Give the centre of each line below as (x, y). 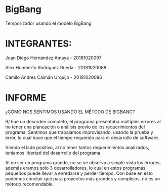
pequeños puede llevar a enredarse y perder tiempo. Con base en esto (79, 173)
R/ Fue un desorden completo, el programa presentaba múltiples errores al (83, 121)
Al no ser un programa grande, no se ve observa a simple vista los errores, (83, 162)
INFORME (26, 98)
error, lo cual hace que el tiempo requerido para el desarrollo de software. (82, 137)
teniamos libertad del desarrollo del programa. (54, 153)
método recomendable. (30, 184)
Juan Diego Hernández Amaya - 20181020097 (53, 58)
